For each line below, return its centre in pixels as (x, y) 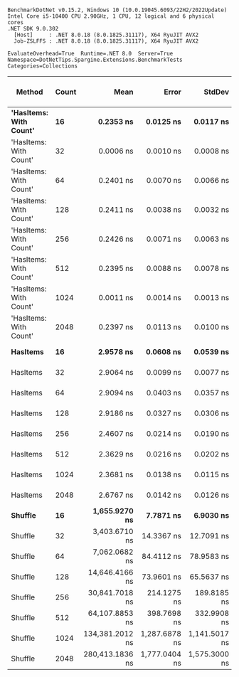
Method (30, 92)
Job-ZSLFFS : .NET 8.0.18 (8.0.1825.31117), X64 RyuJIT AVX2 (106, 41)
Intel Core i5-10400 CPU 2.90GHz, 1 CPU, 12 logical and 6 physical (111, 16)
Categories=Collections (43, 66)
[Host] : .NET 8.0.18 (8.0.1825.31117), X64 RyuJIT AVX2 (106, 35)
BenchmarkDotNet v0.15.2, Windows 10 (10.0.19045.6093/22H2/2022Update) (117, 10)
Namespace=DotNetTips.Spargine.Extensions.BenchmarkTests (95, 60)
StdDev (217, 92)
